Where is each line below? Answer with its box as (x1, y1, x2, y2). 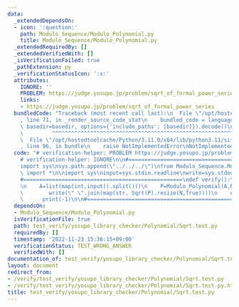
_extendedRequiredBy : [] (14, 43, 87, 51)
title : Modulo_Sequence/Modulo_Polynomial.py (20, 37, 158, 44)
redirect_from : (7, 269, 53, 276)
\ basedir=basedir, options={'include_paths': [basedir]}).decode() (20, 123, 228, 130)
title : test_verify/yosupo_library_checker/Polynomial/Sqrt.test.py (7, 288, 215, 296)
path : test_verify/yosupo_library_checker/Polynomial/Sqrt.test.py (14, 222, 218, 229)
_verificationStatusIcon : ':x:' (14, 70, 110, 77)
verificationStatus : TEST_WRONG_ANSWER (14, 242, 132, 249)
